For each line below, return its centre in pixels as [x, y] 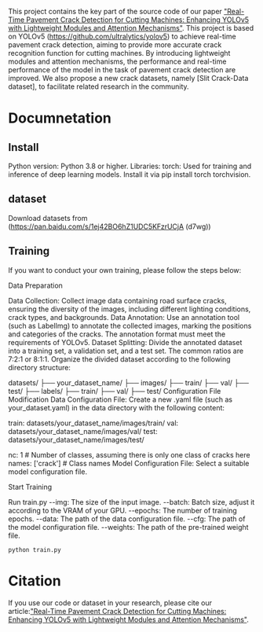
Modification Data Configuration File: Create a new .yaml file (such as [121, 399]
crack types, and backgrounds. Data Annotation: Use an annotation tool [124, 317]
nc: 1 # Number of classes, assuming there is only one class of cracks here [129, 454]
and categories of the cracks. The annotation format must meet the [117, 334]
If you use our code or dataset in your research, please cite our [110, 603]
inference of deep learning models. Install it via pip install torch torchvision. [130, 175]
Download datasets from [48, 218]
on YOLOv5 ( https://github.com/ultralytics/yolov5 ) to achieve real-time [122, 36]
